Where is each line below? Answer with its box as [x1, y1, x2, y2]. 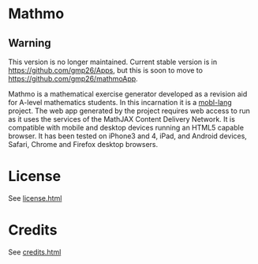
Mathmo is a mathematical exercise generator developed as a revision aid [8, 89, 248, 99]
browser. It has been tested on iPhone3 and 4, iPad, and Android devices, [8, 131, 247, 141]
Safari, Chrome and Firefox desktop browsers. [8, 140, 159, 149]
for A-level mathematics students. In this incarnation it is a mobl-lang [8, 98, 232, 107]
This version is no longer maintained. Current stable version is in [8, 57, 218, 66]
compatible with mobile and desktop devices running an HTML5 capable [8, 123, 245, 132]
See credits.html [8, 247, 62, 257]
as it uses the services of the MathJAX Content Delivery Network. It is [8, 115, 235, 123]
